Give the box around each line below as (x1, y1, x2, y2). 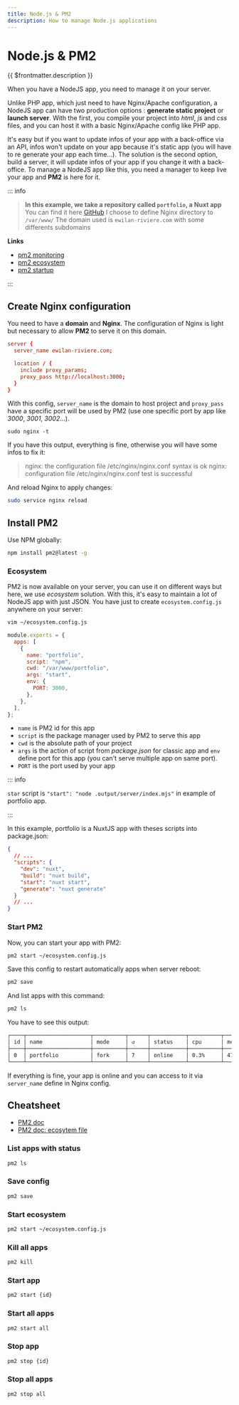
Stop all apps (7, 1374, 53, 1384)
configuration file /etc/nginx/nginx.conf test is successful (24, 470, 193, 478)
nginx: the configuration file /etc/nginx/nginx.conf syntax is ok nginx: (24, 462, 228, 470)
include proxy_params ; (20, 366, 87, 373)
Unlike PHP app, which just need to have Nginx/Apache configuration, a (7, 99, 218, 107)
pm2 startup (17, 266, 54, 275)
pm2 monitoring (17, 250, 65, 260)
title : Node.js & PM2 (7, 10, 72, 18)
